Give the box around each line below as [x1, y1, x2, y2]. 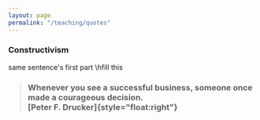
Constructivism [8, 45, 69, 56]
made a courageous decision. [27, 92, 144, 103]
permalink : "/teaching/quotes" [8, 19, 111, 27]
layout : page [8, 11, 51, 20]
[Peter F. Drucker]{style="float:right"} [27, 101, 178, 112]
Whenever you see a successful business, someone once [27, 82, 253, 93]
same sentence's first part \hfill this [8, 62, 124, 71]
